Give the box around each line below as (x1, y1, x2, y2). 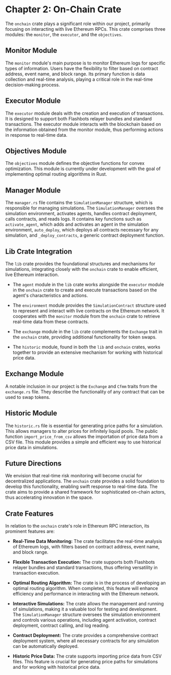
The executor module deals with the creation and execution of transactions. (5, 110, 164, 116)
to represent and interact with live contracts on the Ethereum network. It (12, 308, 164, 313)
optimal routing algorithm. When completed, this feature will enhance (12, 585, 158, 592)
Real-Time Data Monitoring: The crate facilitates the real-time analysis (12, 538, 162, 544)
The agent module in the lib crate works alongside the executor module (12, 282, 164, 287)
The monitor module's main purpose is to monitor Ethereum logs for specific (5, 60, 166, 66)
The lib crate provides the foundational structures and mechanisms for (5, 261, 156, 267)
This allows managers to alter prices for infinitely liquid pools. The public (5, 428, 158, 434)
